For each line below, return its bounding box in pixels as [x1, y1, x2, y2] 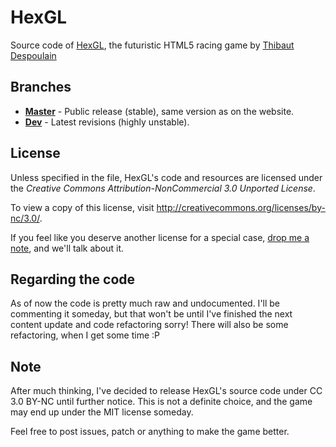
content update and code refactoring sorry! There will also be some [10, 319, 289, 331]
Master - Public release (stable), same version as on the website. [24, 105, 295, 117]
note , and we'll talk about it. [10, 242, 125, 254]
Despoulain [10, 49, 57, 61]
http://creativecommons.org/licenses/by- [156, 201, 326, 213]
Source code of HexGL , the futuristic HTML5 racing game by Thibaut [10, 39, 295, 51]
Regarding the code [10, 271, 136, 288]
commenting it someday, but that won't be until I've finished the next [10, 308, 293, 320]
